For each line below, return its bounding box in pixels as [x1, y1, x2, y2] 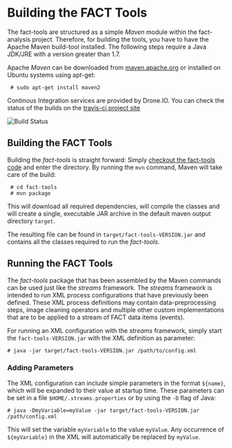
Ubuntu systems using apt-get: [7, 71, 96, 79]
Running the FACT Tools [7, 258, 113, 270]
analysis [7, 35, 31, 43]
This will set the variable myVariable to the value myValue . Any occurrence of [7, 425, 224, 433]
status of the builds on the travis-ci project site [7, 103, 141, 112]
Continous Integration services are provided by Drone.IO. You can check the [7, 96, 225, 105]
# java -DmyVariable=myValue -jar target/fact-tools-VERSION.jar [7, 407, 199, 414]
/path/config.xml [7, 413, 57, 420]
